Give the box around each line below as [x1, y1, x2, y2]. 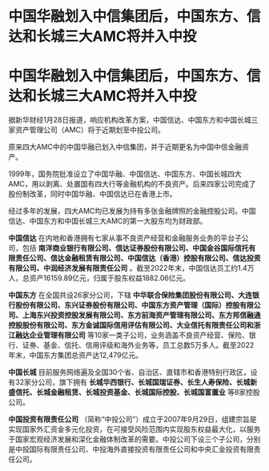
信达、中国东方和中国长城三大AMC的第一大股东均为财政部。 [8, 216, 207, 226]
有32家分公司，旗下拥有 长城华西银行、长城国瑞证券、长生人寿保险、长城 [8, 377, 251, 387]
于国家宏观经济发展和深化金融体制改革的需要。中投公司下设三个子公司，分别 [8, 434, 261, 445]
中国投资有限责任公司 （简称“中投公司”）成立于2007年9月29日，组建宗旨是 [8, 414, 258, 425]
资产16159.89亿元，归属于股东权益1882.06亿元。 [29, 273, 191, 283]
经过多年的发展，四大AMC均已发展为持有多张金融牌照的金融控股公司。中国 [8, 206, 256, 216]
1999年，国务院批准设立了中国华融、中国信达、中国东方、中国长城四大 [8, 169, 242, 179]
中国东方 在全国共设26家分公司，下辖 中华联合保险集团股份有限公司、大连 [8, 290, 253, 300]
